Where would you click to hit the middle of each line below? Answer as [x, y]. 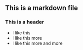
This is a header [25, 22]
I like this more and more [37, 43]
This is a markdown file [41, 8]
